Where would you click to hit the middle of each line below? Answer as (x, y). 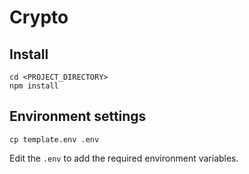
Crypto (39, 17)
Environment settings (78, 116)
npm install (34, 86)
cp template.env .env (54, 139)
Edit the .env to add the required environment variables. (124, 158)
